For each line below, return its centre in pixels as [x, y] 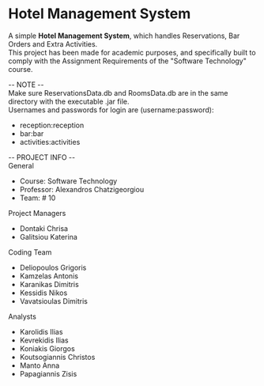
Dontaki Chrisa [44, 228]
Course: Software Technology [68, 181]
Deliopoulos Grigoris [53, 267]
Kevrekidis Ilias [44, 340]
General [21, 165]
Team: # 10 [38, 198]
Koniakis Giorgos [47, 348]
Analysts [23, 316]
